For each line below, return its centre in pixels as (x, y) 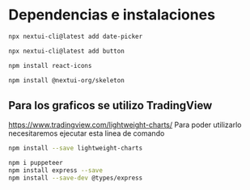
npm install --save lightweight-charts (76, 148)
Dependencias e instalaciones (112, 15)
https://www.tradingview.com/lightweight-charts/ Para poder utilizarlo (125, 125)
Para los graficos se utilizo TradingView (110, 106)
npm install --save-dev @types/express (76, 178)
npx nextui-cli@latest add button (67, 51)
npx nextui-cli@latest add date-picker (76, 36)
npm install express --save (56, 171)
